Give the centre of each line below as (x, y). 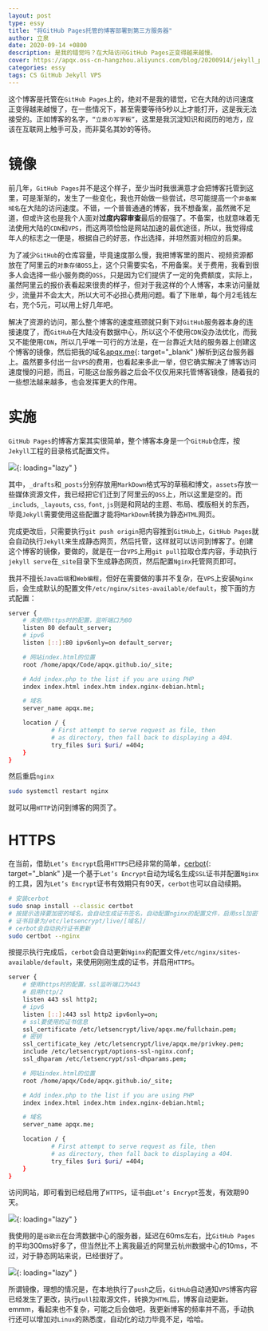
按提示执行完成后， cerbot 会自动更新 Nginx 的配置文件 (95, 952)
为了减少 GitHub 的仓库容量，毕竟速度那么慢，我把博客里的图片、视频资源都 (131, 255)
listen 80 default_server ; (67, 628)
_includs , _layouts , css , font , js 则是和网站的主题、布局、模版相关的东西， (131, 504)
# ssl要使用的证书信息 (55, 1022)
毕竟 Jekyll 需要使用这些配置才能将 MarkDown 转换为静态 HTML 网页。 (114, 514)
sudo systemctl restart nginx (59, 791)
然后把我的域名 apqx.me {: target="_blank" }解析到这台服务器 (156, 352)
